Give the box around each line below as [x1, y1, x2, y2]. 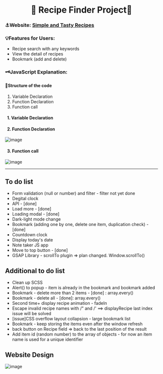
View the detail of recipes [12, 51, 64, 57]
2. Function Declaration [7, 126, 55, 132]
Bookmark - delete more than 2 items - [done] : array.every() [12, 290, 134, 296]
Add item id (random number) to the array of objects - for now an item [12, 331, 152, 337]
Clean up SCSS [12, 280, 43, 285]
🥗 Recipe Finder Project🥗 [31, 4, 132, 16]
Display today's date [12, 237, 53, 243]
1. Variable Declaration [7, 115, 53, 121]
